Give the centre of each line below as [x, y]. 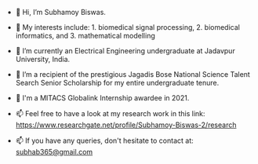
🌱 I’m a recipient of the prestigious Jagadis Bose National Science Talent [133, 74]
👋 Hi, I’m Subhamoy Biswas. [60, 12]
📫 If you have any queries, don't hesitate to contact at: [104, 140]
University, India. [43, 59]
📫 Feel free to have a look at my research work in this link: [110, 113]
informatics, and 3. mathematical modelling [85, 36]
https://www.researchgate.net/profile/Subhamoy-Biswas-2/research [126, 125]
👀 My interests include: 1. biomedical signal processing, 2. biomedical [128, 27]
